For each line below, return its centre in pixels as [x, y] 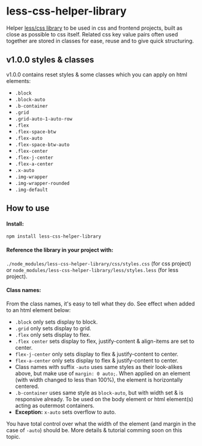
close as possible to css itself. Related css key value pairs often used [92, 34]
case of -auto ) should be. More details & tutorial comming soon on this [94, 430]
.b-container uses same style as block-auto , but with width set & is [99, 393]
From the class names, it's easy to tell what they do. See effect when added [101, 304]
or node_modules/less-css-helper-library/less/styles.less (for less [92, 270]
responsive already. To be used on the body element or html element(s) [104, 399]
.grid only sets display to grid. [53, 328]
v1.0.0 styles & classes [50, 60]
